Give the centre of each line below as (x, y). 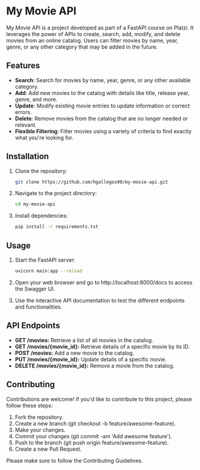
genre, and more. (36, 99)
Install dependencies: (41, 216)
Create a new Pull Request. (48, 449)
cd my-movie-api (35, 204)
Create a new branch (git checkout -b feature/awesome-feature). (95, 423)
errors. (23, 112)
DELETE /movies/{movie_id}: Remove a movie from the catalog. (95, 366)
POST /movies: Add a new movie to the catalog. (75, 353)
